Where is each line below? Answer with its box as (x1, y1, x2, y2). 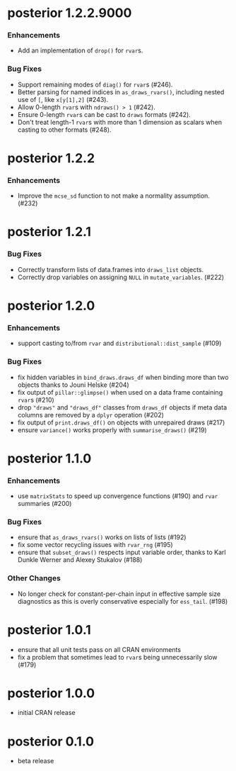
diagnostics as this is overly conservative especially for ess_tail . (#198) (17, 597, 228, 605)
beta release (17, 757, 54, 765)
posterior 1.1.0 (7, 450, 92, 466)
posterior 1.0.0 (7, 685, 95, 701)
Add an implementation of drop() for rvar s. (17, 46, 143, 55)
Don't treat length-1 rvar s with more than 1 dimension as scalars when (17, 118, 223, 126)
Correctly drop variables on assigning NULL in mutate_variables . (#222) (17, 273, 225, 281)
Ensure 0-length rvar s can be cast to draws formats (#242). (17, 110, 191, 118)
